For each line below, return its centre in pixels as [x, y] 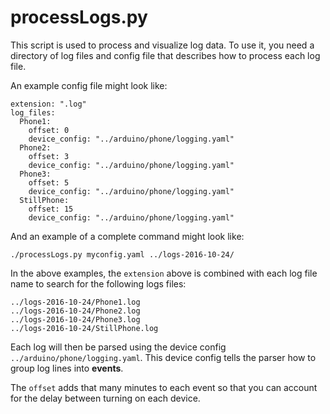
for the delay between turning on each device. [105, 398]
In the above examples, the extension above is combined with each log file [164, 273]
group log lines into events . [67, 368]
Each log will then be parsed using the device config [118, 347]
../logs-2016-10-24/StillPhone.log [84, 328]
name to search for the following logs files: [98, 283]
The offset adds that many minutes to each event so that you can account [164, 387]
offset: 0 [49, 130]
